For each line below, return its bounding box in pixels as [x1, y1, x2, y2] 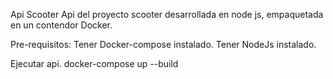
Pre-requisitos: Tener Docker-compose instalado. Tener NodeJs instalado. [10, 39, 317, 50]
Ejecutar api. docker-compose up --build [10, 58, 179, 69]
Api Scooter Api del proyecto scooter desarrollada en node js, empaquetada [10, 9, 324, 20]
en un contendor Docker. [10, 19, 113, 31]
